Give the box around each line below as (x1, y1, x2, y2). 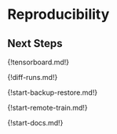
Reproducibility (7, 5, 110, 24)
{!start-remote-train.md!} (7, 103, 88, 112)
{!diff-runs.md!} (7, 73, 58, 81)
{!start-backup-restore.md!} (7, 88, 98, 97)
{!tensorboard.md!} (7, 57, 70, 67)
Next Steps (7, 37, 63, 50)
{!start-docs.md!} (7, 118, 64, 127)
